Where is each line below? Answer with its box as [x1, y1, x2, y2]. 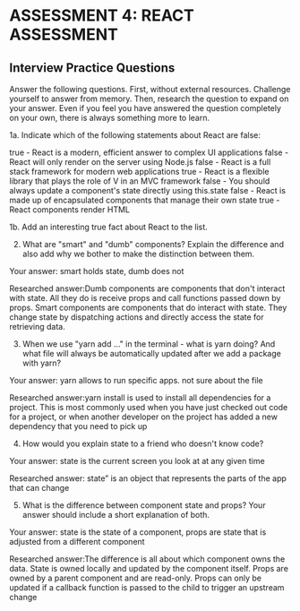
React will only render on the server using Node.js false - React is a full [9, 157, 271, 167]
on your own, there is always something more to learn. [9, 113, 210, 123]
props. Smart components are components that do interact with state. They [9, 302, 287, 313]
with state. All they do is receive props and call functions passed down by [9, 293, 281, 303]
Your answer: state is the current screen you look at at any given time [9, 456, 266, 466]
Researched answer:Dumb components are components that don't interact [9, 283, 286, 294]
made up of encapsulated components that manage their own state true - [9, 194, 280, 205]
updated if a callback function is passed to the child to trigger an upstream [9, 582, 285, 592]
